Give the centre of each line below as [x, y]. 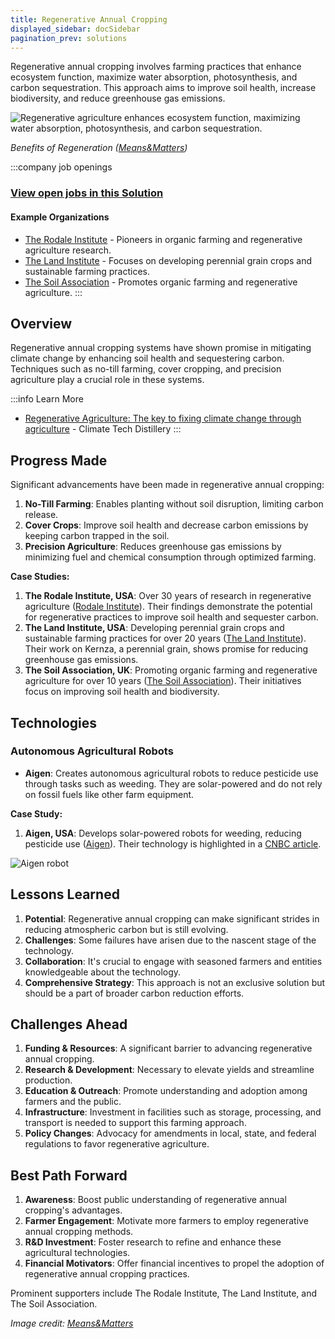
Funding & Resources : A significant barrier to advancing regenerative [168, 1048]
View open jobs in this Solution [87, 193]
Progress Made [59, 460]
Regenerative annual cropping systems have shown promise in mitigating [161, 348]
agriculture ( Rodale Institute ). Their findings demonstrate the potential [168, 607]
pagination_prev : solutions [69, 38]
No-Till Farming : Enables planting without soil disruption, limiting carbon [174, 504]
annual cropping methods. [79, 1232]
